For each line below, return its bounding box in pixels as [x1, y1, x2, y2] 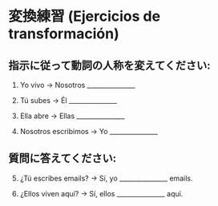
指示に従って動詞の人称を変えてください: [8, 58, 211, 72]
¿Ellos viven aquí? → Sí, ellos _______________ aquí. [19, 188, 184, 198]
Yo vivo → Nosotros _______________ [19, 81, 135, 89]
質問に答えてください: [8, 152, 117, 165]
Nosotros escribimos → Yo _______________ [19, 127, 158, 136]
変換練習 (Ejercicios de [8, 7, 161, 26]
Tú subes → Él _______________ [19, 96, 118, 105]
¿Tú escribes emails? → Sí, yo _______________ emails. [19, 173, 193, 183]
